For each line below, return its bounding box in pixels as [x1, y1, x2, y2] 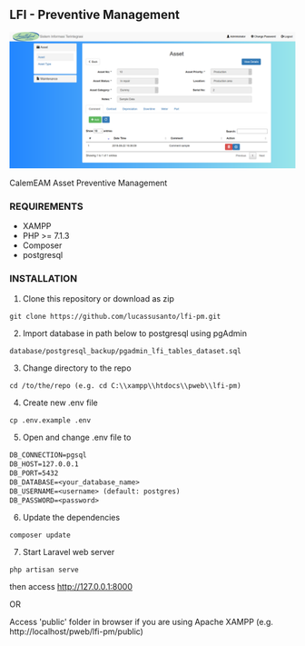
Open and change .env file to [22, 432, 132, 442]
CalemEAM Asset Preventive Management [9, 177, 168, 188]
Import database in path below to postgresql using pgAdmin [22, 327, 248, 339]
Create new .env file [22, 397, 98, 408]
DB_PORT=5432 [9, 468, 59, 478]
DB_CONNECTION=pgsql [9, 450, 88, 460]
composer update [9, 531, 71, 540]
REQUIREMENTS [9, 200, 84, 213]
